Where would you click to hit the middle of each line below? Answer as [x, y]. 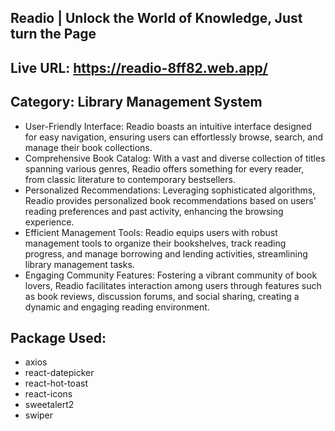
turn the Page [53, 34]
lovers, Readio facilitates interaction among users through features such [173, 285]
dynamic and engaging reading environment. [117, 307]
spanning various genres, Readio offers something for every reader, [164, 168]
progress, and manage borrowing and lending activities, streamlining [166, 253]
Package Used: [58, 337]
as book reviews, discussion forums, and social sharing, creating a [162, 296]
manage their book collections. [88, 147]
